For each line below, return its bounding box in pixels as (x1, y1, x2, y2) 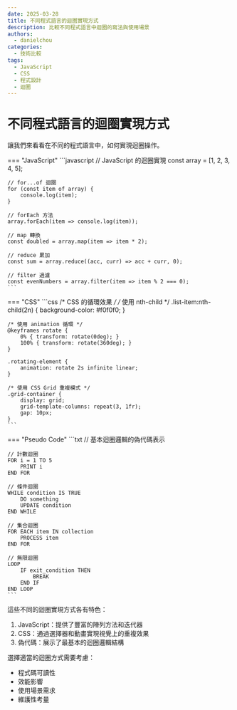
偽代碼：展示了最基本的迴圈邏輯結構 (17, 638, 125, 647)
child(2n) (7, 306, 34, 314)
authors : (7, 30, 33, 38)
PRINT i (20, 464, 43, 471)
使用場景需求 (17, 686, 56, 695)
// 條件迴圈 (7, 484, 39, 491)
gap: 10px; (20, 409, 53, 417)
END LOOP (7, 585, 33, 593)
